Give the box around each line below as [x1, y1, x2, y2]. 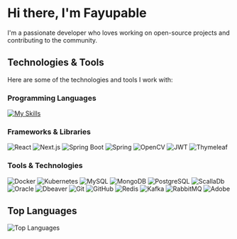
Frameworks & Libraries [7, 126, 91, 136]
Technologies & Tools [7, 57, 104, 69]
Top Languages [7, 205, 77, 217]
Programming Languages [7, 93, 97, 103]
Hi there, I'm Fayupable [7, 5, 147, 21]
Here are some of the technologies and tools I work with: [7, 75, 173, 84]
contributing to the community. [7, 35, 98, 44]
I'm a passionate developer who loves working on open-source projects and [7, 28, 231, 37]
